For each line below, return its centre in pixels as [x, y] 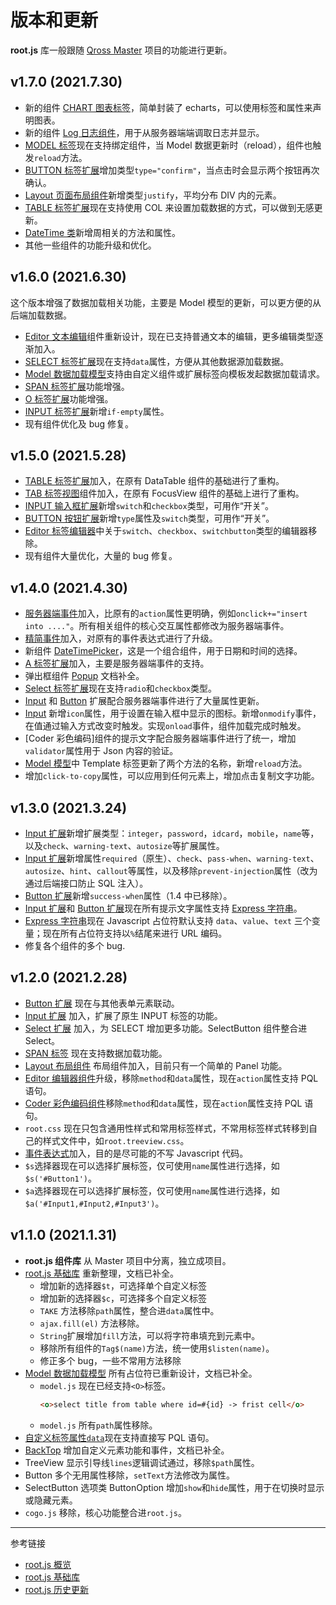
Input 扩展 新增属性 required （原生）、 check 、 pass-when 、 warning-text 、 [172, 858]
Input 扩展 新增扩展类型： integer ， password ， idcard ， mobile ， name [163, 833]
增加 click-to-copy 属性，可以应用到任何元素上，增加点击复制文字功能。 [172, 776]
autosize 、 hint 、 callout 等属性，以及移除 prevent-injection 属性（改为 [171, 870]
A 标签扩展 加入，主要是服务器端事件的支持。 [117, 663]
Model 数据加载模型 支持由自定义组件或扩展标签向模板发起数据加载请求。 [174, 373]
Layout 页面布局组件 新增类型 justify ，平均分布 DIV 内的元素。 [153, 195]
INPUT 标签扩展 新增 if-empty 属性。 [97, 411]
